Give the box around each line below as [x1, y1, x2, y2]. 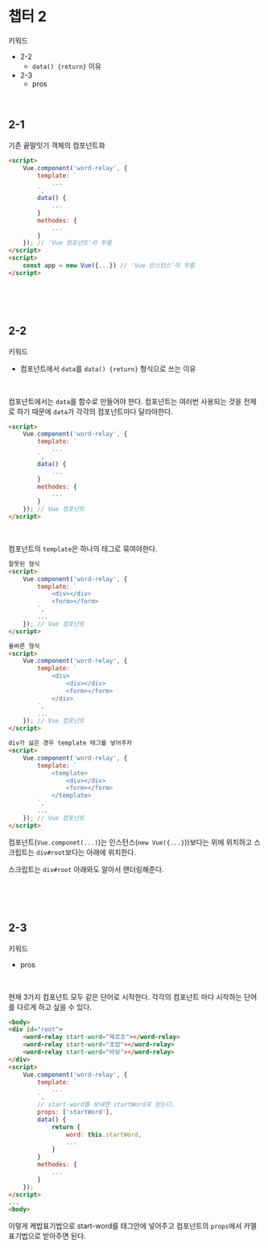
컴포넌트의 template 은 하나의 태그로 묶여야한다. [8, 544, 159, 553]
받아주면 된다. [43, 1231, 86, 1241]
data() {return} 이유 [31, 61, 102, 71]
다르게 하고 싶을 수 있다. [16, 1002, 93, 1012]
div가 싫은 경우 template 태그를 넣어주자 [8, 739, 133, 747]
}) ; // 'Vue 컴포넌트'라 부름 [23, 239, 113, 247]
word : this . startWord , [65, 1130, 142, 1138]
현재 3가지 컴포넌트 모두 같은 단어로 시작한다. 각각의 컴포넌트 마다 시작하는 [8, 991, 243, 1001]
